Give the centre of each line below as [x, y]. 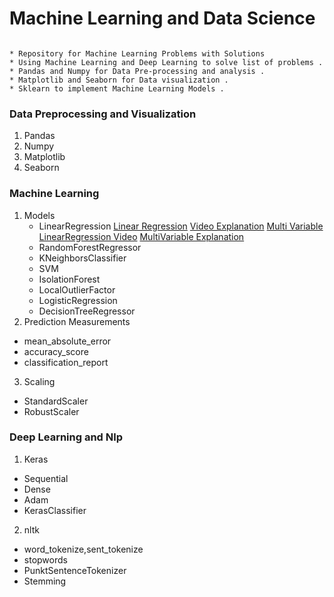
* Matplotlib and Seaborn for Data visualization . [119, 80]
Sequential [46, 478]
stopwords [45, 559]
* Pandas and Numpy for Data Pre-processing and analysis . [137, 71]
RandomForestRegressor [90, 247]
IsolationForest [69, 279]
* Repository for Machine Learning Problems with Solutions [137, 53]
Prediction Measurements [77, 321]
